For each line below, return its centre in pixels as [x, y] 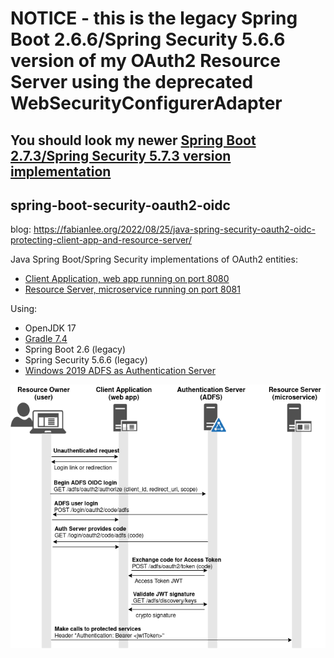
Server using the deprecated [132, 82]
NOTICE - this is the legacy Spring [154, 18]
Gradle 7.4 [46, 339]
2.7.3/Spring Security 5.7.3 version [121, 155]
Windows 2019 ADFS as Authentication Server [120, 371]
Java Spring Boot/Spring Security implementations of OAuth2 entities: [154, 259]
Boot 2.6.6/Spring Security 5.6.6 [148, 39]
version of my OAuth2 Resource [146, 61]
